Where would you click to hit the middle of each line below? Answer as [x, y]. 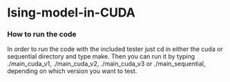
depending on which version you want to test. [72, 71]
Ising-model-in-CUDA [71, 13]
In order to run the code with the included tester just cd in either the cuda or [115, 49]
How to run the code [42, 34]
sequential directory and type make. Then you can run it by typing [101, 57]
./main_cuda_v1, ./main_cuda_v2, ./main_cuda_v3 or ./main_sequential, [106, 64]
